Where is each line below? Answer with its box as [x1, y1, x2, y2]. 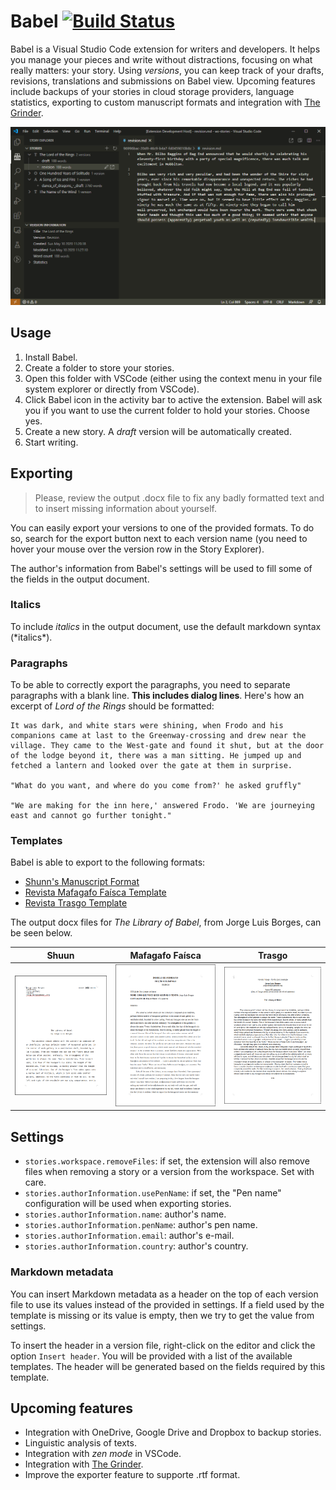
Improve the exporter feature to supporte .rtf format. [24, 1469, 241, 1481]
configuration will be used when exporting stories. [24, 1198, 232, 1210]
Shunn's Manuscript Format [24, 876, 140, 888]
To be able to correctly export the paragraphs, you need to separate [10, 679, 291, 691]
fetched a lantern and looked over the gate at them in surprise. [10, 761, 293, 771]
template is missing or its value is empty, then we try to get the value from [10, 1309, 315, 1321]
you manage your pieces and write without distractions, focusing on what [10, 53, 313, 65]
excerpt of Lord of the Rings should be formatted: [10, 700, 215, 712]
